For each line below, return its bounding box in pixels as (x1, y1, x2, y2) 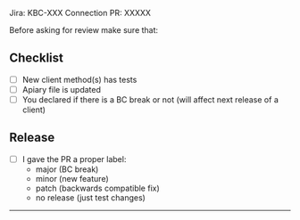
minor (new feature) (35, 173, 109, 183)
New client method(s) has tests (21, 74, 137, 85)
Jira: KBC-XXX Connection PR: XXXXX (9, 8, 152, 18)
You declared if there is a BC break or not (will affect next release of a (21, 94, 279, 105)
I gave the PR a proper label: (21, 153, 127, 164)
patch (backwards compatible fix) (35, 183, 161, 193)
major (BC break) (35, 164, 99, 175)
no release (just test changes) (35, 191, 146, 203)
